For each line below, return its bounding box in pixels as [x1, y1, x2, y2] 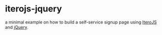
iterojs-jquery [5, 3, 62, 14]
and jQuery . [5, 24, 28, 30]
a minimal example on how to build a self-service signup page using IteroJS [5, 19, 157, 25]
